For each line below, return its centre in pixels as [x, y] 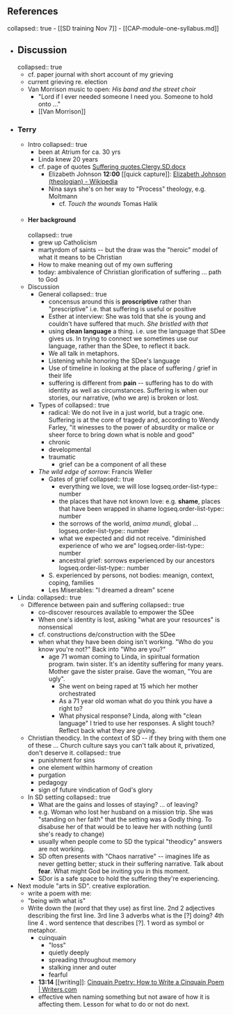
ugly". [57, 679]
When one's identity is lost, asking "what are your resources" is [129, 620]
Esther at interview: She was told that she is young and [127, 317]
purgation [52, 775]
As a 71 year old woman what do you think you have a [136, 701]
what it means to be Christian [80, 258]
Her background [52, 219]
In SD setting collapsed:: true [69, 797]
